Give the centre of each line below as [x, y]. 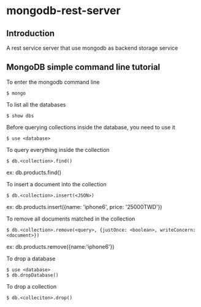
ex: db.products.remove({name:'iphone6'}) [60, 246]
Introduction [31, 33]
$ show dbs [20, 116]
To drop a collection [32, 286]
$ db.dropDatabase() [33, 275]
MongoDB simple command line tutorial [83, 67]
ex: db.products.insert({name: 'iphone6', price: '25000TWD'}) [84, 207]
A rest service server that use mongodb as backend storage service [92, 48]
